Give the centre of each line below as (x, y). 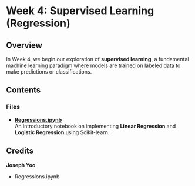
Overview (24, 45)
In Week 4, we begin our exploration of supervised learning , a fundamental (97, 59)
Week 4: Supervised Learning (80, 11)
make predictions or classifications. (49, 72)
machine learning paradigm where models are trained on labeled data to (93, 65)
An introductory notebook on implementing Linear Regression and (95, 126)
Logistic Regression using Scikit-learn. (62, 132)
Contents (23, 90)
